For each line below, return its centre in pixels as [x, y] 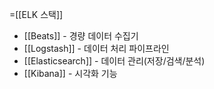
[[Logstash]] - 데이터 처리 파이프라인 [96, 48]
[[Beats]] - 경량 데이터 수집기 [81, 36]
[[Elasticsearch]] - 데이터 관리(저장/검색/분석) [114, 61]
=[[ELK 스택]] [36, 14]
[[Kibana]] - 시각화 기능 [70, 73]
